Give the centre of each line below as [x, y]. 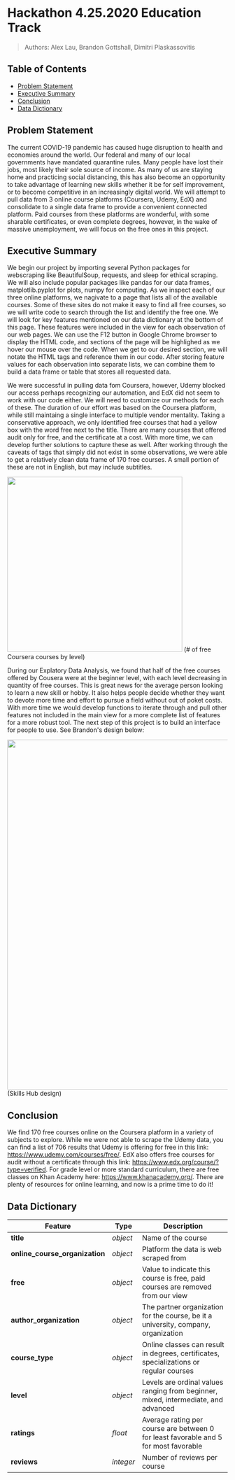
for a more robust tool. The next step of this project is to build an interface [114, 723]
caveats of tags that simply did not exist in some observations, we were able [117, 452]
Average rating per [173, 1420]
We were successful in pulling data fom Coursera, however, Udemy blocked [116, 386]
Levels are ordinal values [183, 1382]
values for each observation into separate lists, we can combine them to [111, 365]
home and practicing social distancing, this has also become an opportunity [116, 177]
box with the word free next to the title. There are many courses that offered [117, 430]
